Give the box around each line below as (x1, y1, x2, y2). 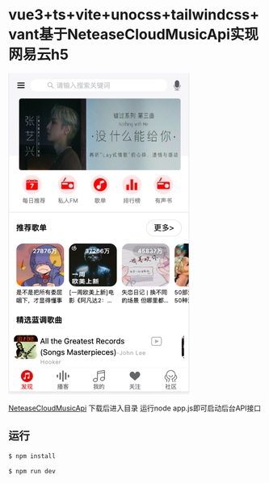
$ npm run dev (8, 467, 57, 475)
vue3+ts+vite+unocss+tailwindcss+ (8, 6, 260, 24)
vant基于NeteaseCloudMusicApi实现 (8, 26, 259, 44)
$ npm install (8, 452, 57, 460)
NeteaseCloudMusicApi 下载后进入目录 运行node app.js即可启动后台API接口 (8, 403, 261, 413)
